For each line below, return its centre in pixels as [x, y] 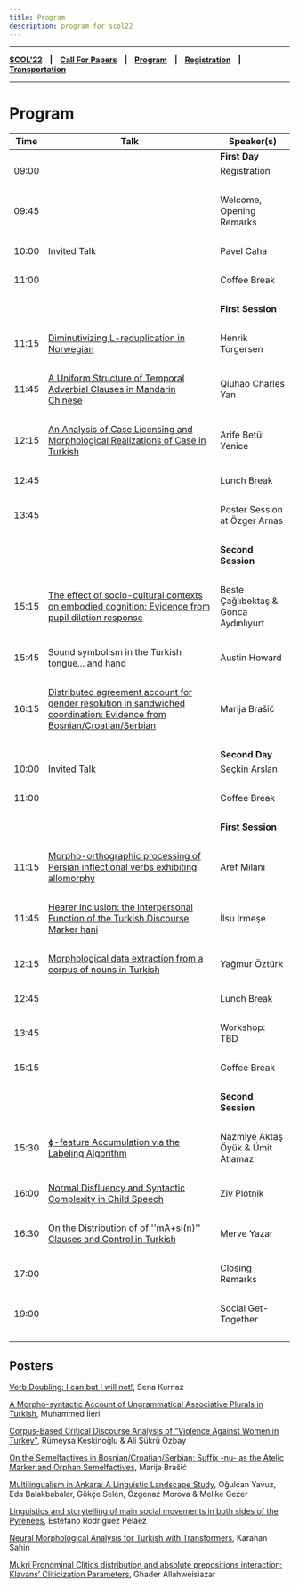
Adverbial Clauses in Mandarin [112, 389]
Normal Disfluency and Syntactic [116, 1188]
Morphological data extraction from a [125, 959]
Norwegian [71, 349]
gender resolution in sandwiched [116, 703]
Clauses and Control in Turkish [112, 1240]
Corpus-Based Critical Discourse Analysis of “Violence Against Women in [144, 1431]
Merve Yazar [246, 1233]
